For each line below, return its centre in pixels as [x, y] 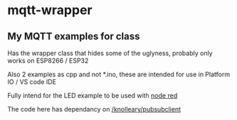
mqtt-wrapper [50, 10]
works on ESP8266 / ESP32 [48, 61]
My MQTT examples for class [74, 36]
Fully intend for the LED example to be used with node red [93, 95]
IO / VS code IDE [32, 82]
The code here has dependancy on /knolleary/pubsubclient [94, 109]
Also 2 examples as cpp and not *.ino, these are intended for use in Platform [118, 74]
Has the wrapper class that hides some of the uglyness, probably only [110, 53]
